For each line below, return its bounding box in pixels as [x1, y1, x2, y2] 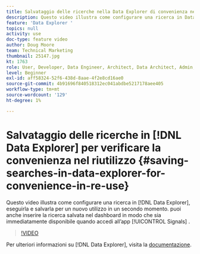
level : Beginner [6, 70, 46, 76]
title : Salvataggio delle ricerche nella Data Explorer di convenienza [6, 8, 187, 15]
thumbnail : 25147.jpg [6, 53, 60, 59]
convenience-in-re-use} [6, 179, 130, 193]
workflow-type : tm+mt [6, 86, 60, 92]
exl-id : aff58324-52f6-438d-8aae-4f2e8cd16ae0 [6, 75, 124, 81]
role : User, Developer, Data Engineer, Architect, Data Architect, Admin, [6, 64, 196, 70]
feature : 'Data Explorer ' [6, 20, 73, 26]
